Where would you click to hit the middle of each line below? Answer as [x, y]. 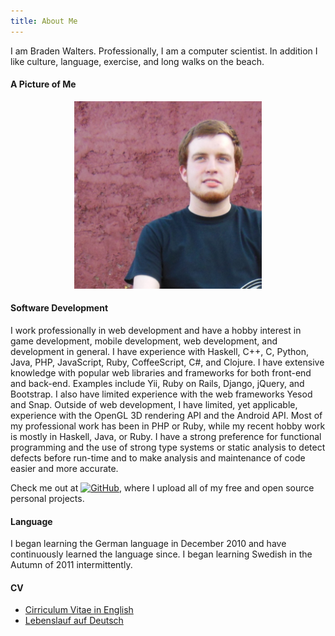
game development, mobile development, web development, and [144, 341]
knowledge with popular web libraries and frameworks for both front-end [161, 373]
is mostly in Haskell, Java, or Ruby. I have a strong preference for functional [166, 437]
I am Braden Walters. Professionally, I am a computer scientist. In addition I [164, 51]
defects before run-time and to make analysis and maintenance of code [158, 458]
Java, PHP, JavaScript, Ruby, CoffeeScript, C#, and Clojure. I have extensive [167, 362]
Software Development [59, 308]
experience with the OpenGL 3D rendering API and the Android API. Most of [166, 416]
